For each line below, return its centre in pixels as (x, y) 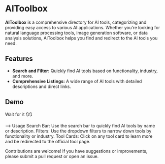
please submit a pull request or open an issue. (52, 156)
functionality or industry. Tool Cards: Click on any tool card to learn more (79, 136)
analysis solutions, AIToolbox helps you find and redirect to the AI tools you (81, 38)
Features (19, 59)
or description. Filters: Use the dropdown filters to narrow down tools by (78, 131)
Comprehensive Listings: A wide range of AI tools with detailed (77, 81)
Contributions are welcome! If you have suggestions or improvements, (76, 151)
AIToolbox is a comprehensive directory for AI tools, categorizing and (76, 22)
